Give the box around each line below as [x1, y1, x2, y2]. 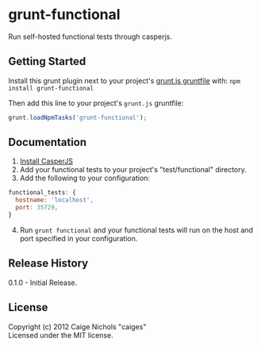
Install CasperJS [19, 156, 74, 166]
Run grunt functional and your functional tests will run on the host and [19, 225, 254, 235]
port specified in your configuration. [19, 233, 138, 243]
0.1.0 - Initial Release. [8, 278, 78, 287]
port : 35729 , [15, 204, 59, 212]
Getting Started [8, 55, 86, 68]
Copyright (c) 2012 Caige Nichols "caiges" [8, 321, 147, 331]
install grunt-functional [8, 84, 94, 92]
